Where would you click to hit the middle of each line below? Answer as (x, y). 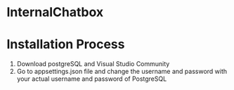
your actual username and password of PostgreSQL (92, 79)
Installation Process (66, 45)
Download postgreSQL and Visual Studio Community (93, 64)
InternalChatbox (55, 12)
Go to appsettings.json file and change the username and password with (122, 72)
